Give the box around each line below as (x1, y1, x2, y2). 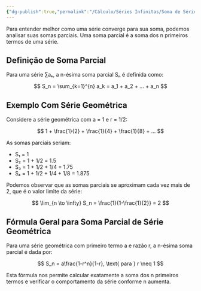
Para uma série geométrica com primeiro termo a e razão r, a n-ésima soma (6, 242, 193, 249)
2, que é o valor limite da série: (6, 188, 83, 195)
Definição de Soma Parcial (6, 55, 106, 66)
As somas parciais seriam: (6, 139, 71, 147)
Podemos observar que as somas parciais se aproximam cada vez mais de (6, 181, 190, 189)
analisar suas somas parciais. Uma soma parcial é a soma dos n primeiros (6, 31, 188, 39)
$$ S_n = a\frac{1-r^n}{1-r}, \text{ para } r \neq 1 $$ (37, 260, 164, 267)
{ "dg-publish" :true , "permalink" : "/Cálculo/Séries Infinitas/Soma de (6, 8, 181, 15)
